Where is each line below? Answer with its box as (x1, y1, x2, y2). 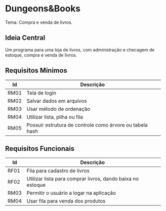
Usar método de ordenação (26, 105, 90, 112)
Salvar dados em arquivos (26, 97, 87, 104)
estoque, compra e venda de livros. (5, 52, 78, 58)
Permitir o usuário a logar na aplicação (26, 190, 116, 197)
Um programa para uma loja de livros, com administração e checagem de (5, 46, 155, 52)
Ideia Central (5, 34, 45, 42)
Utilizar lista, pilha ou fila (26, 113, 83, 120)
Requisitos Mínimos (5, 66, 68, 75)
